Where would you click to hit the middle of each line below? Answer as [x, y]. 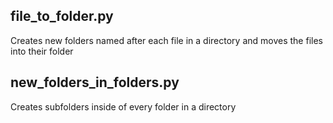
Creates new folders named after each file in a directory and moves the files [166, 40]
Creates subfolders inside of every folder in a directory [123, 106]
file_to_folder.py [62, 16]
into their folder [42, 51]
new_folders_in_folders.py [95, 82]
